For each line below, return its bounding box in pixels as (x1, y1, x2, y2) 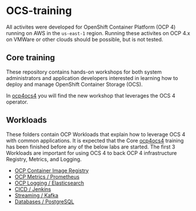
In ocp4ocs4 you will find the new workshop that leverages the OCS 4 (6, 92, 176, 99)
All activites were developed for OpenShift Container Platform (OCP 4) (6, 23, 176, 30)
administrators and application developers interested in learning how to (6, 74, 178, 81)
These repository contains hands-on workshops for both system (6, 68, 163, 75)
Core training (6, 53, 55, 63)
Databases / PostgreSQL (14, 198, 75, 205)
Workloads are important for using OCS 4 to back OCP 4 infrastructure (6, 149, 177, 156)
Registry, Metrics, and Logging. (6, 155, 82, 162)
